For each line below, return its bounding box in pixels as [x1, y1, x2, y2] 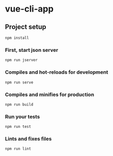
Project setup [5, 23, 47, 31]
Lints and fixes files [5, 136, 52, 142]
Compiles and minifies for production [5, 91, 94, 98]
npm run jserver [5, 58, 38, 62]
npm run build [5, 102, 34, 107]
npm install [5, 35, 29, 40]
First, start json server [5, 47, 58, 53]
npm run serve [5, 80, 34, 85]
